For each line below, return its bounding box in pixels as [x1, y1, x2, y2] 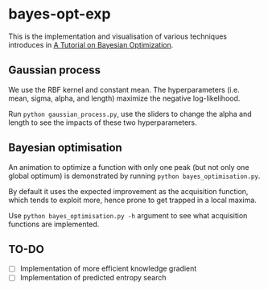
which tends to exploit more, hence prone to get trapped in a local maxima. [8, 195, 258, 205]
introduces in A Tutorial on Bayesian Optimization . [8, 39, 174, 49]
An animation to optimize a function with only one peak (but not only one [8, 162, 249, 172]
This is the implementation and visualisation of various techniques [8, 31, 228, 41]
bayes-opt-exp [8, 5, 111, 23]
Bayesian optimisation [8, 141, 122, 155]
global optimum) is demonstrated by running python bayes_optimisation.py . [8, 171, 261, 180]
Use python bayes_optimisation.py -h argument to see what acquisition [8, 210, 248, 220]
